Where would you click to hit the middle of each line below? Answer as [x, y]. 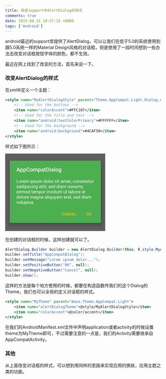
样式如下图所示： [22, 146]
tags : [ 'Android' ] [24, 26]
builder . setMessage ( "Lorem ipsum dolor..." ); [53, 260]
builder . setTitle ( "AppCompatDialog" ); [45, 255]
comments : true [21, 16]
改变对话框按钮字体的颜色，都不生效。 [53, 54]
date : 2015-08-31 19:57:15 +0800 [40, 21]
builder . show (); [22, 275]
